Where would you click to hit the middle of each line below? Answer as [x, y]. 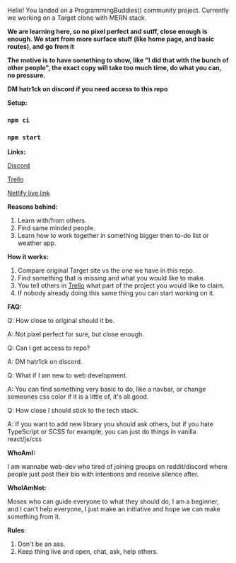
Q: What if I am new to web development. [67, 375]
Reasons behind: [33, 207]
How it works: [28, 257]
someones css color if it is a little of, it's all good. [78, 397]
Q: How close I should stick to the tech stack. [73, 411]
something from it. [34, 517]
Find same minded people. [56, 228]
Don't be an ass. [41, 544]
